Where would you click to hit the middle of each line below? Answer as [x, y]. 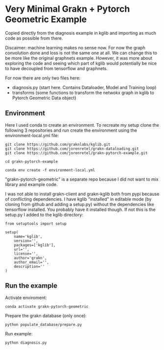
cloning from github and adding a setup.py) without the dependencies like [80, 204]
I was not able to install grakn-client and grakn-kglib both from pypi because [82, 194]
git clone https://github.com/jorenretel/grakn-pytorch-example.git [76, 153]
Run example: [19, 333]
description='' [29, 266]
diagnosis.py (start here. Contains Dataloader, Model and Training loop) [84, 87]
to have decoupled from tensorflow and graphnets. [57, 68]
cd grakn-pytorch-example [31, 162]
